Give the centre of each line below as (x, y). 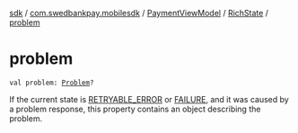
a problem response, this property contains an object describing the (135, 109)
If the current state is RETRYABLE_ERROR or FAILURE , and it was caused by (149, 99)
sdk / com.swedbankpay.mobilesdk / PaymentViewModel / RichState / (139, 13)
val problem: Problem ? (52, 83)
